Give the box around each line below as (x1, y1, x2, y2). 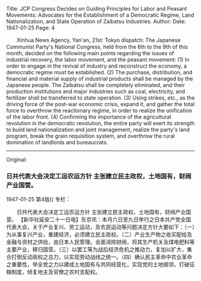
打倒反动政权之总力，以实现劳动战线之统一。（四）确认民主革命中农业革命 (11, 253, 193, 261)
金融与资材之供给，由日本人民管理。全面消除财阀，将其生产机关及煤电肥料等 (6, 238, 195, 246)
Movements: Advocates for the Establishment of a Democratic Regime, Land (6, 11, 194, 19)
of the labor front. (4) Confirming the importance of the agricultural (6, 113, 172, 120)
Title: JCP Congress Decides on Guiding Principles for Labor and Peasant (6, 5, 187, 12)
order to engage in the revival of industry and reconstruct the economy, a (6, 62, 187, 70)
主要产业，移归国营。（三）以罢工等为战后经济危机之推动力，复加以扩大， (6, 246, 187, 253)
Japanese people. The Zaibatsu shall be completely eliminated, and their (6, 81, 185, 89)
